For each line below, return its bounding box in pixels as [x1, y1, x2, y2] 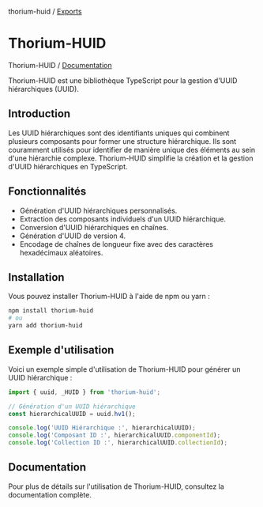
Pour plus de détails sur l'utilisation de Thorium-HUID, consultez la [8, 482, 225, 491]
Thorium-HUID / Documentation [8, 60, 112, 70]
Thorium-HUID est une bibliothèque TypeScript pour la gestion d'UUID [8, 75, 238, 85]
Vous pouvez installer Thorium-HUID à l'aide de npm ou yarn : [8, 292, 211, 301]
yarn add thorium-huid [8, 322, 83, 330]
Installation [8, 271, 65, 284]
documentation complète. [8, 490, 92, 499]
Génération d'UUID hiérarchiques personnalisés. [19, 206, 178, 215]
